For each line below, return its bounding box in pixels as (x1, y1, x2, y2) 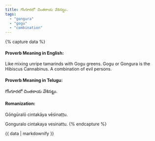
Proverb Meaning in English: (5, 50, 64, 56)
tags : (5, 12, 16, 17)
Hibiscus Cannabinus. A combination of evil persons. (5, 66, 112, 72)
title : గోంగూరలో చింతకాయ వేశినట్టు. (5, 7, 69, 12)
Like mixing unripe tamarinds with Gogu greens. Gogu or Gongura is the (5, 61, 151, 67)
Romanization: (5, 101, 36, 107)
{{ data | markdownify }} (5, 130, 54, 136)
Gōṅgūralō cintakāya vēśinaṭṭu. (5, 111, 68, 117)
